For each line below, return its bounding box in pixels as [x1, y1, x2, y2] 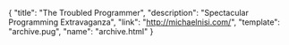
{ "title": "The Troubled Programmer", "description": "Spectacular [8, 8, 250, 18]
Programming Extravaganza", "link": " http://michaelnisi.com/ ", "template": [8, 17, 281, 27]
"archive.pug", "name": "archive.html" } [8, 26, 154, 36]
